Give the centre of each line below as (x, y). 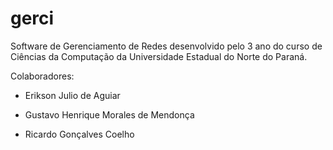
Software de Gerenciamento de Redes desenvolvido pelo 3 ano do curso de (166, 46)
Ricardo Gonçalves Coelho (79, 134)
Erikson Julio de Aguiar (72, 95)
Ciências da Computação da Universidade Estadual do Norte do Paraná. (159, 56)
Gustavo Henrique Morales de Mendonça (109, 114)
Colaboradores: (42, 76)
